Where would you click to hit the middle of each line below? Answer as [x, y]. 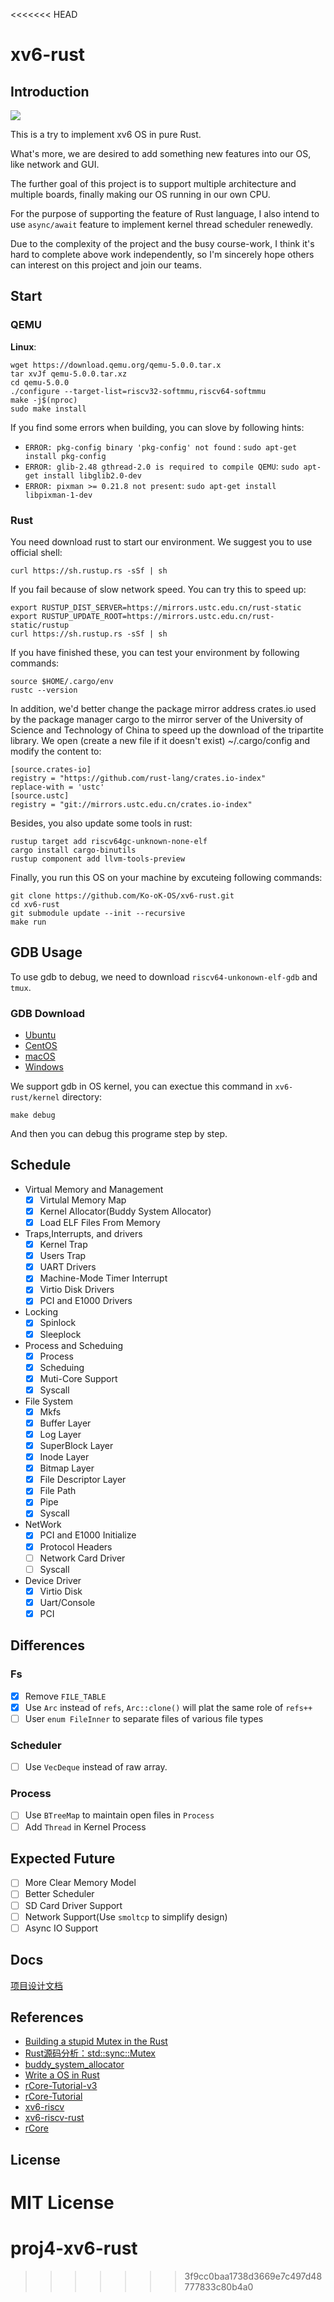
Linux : [23, 346]
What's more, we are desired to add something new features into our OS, [161, 153]
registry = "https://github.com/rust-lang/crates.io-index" [138, 778]
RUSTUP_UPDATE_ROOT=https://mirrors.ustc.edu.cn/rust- [158, 616]
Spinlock [58, 1323]
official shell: [36, 552]
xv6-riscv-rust [54, 2118]
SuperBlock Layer [76, 1446]
